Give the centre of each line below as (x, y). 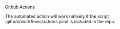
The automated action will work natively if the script (57, 16)
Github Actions (20, 7)
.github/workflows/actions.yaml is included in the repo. (60, 22)
